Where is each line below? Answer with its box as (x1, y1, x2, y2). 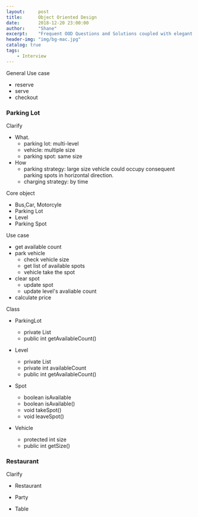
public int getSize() (23, 442, 70, 449)
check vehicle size (23, 256, 70, 263)
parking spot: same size (23, 153, 83, 160)
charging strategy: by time (23, 178, 89, 185)
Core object (6, 189, 35, 197)
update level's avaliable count (23, 287, 97, 295)
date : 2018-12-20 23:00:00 (6, 20, 89, 26)
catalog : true (6, 42, 42, 48)
